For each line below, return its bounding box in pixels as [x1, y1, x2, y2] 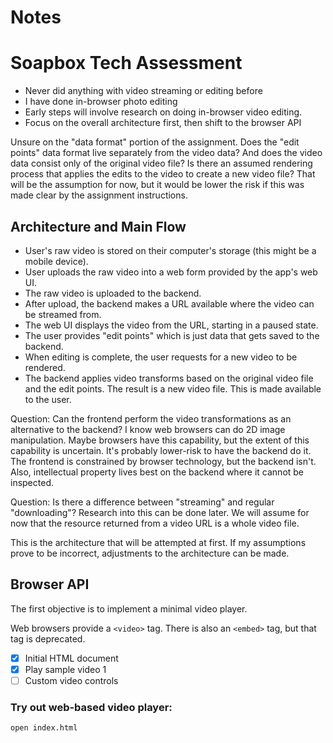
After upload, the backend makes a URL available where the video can [24, 297, 315, 310]
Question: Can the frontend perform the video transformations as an [10, 412, 292, 425]
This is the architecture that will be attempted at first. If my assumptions [10, 536, 307, 548]
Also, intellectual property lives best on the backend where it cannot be [10, 466, 305, 478]
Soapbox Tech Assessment [10, 52, 243, 75]
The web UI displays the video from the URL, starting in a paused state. [24, 319, 319, 331]
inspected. [10, 476, 54, 488]
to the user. [24, 393, 72, 405]
